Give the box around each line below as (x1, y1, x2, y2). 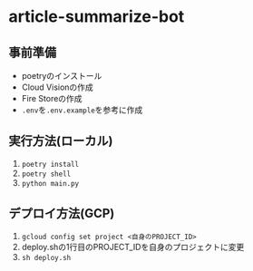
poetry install (21, 160, 80, 169)
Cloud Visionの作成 (21, 82, 94, 92)
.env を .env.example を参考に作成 (21, 104, 143, 115)
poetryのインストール (21, 71, 102, 81)
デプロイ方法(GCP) (8, 206, 115, 221)
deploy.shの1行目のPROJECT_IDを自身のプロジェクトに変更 (21, 241, 245, 252)
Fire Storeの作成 (21, 93, 83, 103)
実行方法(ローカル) (8, 133, 113, 149)
